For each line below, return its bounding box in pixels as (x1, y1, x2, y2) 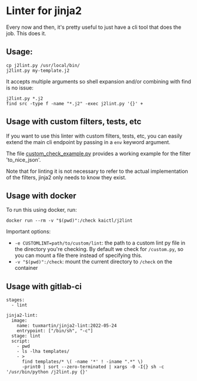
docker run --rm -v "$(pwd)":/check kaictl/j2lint (6, 218, 133, 224)
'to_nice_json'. (6, 156, 41, 163)
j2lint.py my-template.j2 (6, 68, 69, 73)
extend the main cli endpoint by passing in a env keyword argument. (6, 138, 171, 145)
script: (11, 338, 31, 345)
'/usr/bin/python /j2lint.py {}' (6, 369, 88, 375)
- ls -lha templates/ (16, 349, 69, 355)
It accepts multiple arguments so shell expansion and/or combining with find (6, 78, 191, 85)
